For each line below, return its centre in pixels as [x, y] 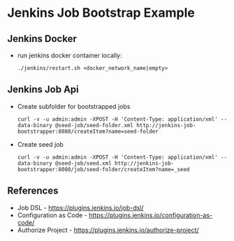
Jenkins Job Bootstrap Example [101, 13]
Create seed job [41, 144]
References [33, 191]
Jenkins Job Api [43, 90]
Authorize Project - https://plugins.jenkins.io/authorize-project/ [108, 230]
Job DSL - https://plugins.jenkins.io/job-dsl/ [81, 207]
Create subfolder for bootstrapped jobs [74, 106]
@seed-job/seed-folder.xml [94, 125]
